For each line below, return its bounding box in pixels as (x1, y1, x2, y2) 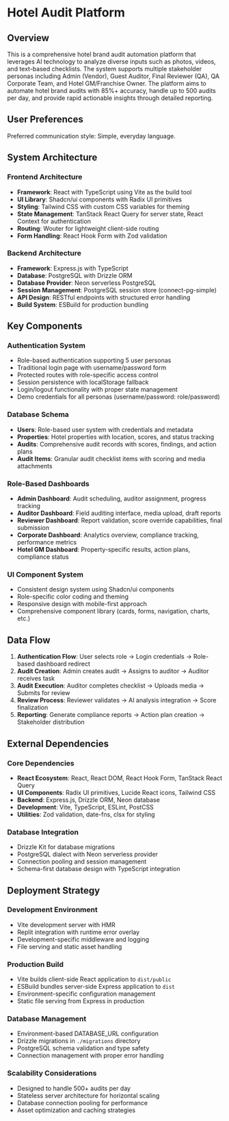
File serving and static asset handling (16, 942, 122, 950)
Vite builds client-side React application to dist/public (16, 975, 172, 983)
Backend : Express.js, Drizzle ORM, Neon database (16, 796, 161, 804)
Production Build (7, 959, 64, 969)
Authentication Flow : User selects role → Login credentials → (16, 653, 193, 661)
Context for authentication (16, 217, 91, 225)
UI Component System (7, 570, 84, 579)
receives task (16, 675, 55, 683)
